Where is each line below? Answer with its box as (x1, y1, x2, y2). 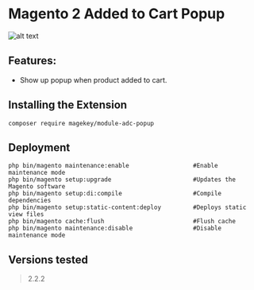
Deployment (8, 141, 71, 154)
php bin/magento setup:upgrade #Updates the (8, 176, 237, 184)
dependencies (8, 196, 52, 205)
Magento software (8, 183, 66, 191)
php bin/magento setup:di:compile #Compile (8, 190, 222, 198)
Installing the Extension (8, 99, 128, 112)
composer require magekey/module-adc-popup (8, 119, 155, 127)
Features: (8, 54, 57, 68)
